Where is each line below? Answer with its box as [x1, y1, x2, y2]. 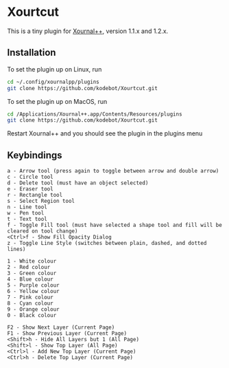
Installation [7, 47, 56, 58]
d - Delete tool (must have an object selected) [7, 180, 149, 186]
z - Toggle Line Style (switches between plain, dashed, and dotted [7, 240, 207, 247]
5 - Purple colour [7, 282, 60, 289]
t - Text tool [7, 216, 48, 223]
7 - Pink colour [7, 294, 53, 301]
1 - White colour [7, 258, 57, 265]
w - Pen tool [7, 210, 45, 217]
